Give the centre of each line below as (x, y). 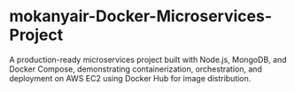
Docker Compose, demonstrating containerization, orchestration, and (136, 69)
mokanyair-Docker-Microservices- (141, 16)
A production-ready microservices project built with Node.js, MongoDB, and (148, 59)
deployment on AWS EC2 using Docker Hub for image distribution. (130, 78)
